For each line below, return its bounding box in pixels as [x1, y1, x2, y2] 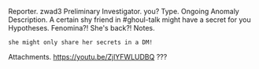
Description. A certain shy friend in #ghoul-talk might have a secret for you [8, 15, 251, 24]
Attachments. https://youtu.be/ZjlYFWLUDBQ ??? [8, 53, 168, 61]
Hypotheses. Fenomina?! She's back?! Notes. [8, 24, 155, 32]
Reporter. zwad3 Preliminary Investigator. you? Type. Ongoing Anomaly [8, 7, 240, 16]
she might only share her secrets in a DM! [8, 38, 154, 46]
